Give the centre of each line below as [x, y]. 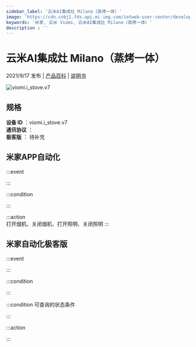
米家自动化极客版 [37, 244]
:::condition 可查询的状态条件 [41, 304]
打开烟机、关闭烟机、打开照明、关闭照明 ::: [58, 224]
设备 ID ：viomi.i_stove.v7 [37, 122]
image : [14, 17]
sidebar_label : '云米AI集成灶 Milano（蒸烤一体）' [64, 11]
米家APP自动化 [33, 157]
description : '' [27, 28]
